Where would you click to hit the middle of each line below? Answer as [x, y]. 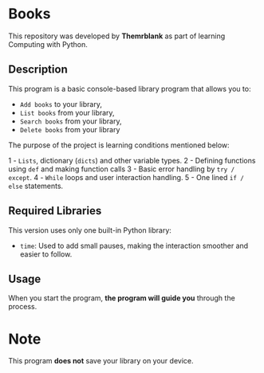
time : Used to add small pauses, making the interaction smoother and [134, 245]
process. [23, 307]
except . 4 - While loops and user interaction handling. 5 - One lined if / [126, 177]
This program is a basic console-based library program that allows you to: [130, 88]
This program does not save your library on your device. [101, 361]
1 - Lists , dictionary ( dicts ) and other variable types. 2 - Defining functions [132, 160]
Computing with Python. [48, 44]
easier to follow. [46, 254]
